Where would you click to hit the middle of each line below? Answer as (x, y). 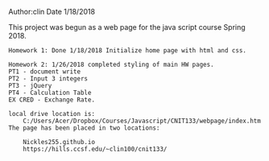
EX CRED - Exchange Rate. (52, 100)
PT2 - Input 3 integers (48, 79)
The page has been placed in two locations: (84, 128)
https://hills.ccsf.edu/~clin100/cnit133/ (95, 149)
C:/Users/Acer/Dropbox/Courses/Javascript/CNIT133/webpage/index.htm (142, 121)
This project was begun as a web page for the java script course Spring (127, 27)
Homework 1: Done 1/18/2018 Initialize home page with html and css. (128, 51)
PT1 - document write (45, 72)
